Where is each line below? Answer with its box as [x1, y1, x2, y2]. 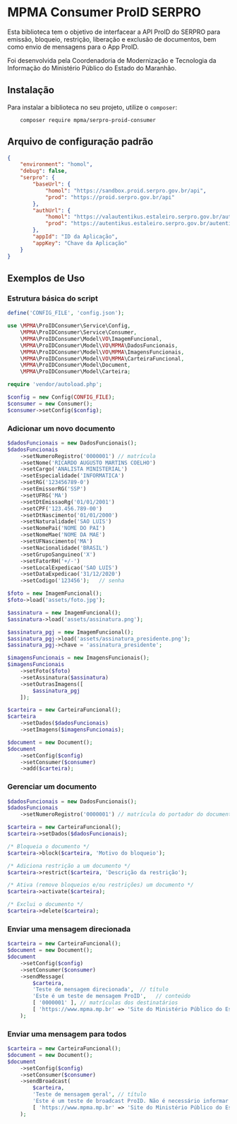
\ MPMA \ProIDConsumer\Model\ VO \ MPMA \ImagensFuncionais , [20, 349, 185, 356]
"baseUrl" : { [32, 181, 71, 188]
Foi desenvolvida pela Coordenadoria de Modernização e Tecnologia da [7, 56, 217, 64]
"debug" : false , [20, 167, 68, 175]
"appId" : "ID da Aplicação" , [32, 234, 119, 241]
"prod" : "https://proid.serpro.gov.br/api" [44, 193, 175, 201]
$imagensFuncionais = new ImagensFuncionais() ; [7, 654, 150, 662]
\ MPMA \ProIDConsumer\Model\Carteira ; [20, 368, 131, 375]
